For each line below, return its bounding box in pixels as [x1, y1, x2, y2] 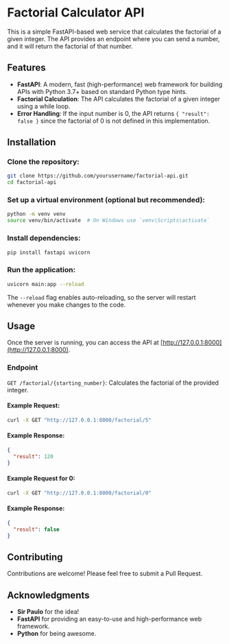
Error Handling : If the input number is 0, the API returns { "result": [16, 109, 210, 117]
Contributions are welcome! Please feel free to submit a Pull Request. [7, 569, 203, 577]
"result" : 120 [13, 453, 53, 460]
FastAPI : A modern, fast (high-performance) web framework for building [16, 80, 223, 88]
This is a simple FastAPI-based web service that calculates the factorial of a [7, 27, 221, 36]
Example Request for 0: [7, 475, 75, 483]
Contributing [7, 551, 63, 563]
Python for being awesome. [16, 630, 97, 638]
